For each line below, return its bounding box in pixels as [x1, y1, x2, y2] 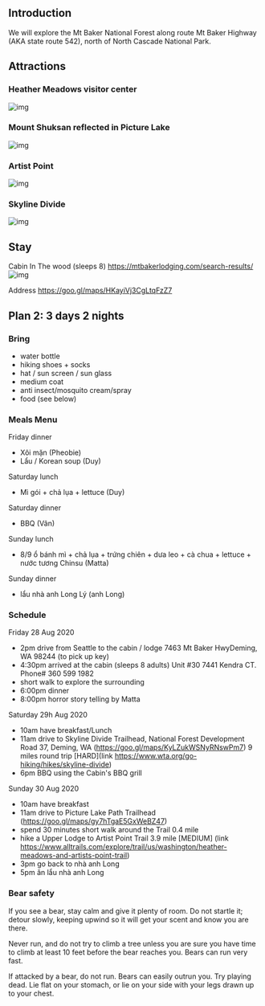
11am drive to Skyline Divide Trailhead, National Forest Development [19, 734, 245, 744]
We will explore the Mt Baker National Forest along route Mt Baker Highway [8, 27, 257, 37]
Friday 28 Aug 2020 [8, 628, 75, 637]
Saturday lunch [8, 472, 59, 481]
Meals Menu [8, 414, 58, 425]
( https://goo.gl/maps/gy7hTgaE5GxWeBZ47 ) [19, 816, 168, 826]
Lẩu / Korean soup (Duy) [19, 456, 102, 466]
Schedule [8, 610, 47, 621]
